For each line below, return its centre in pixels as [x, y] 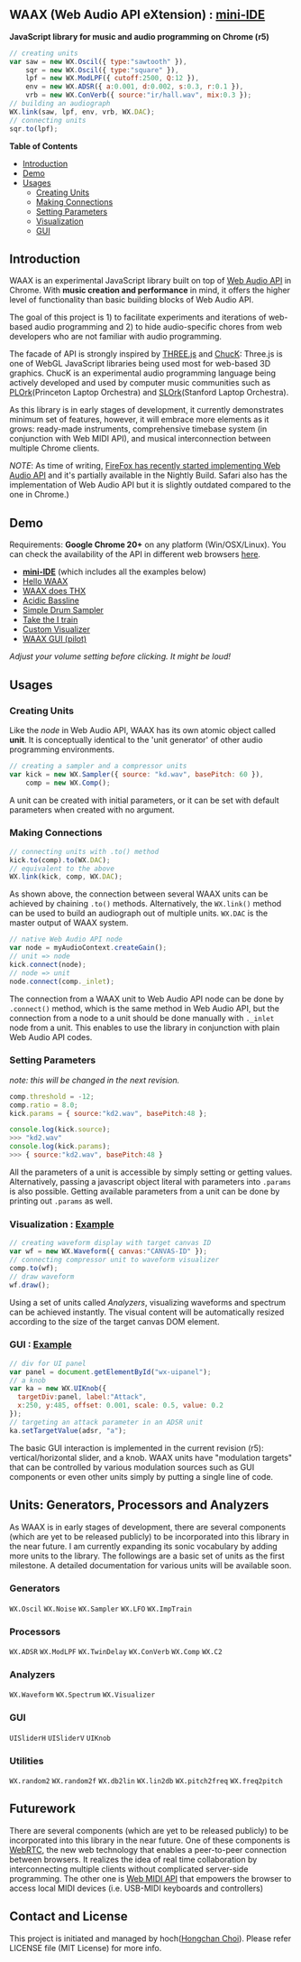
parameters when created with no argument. [92, 809]
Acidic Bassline [50, 600]
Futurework [43, 1809]
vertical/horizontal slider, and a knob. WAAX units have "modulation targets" [151, 1457]
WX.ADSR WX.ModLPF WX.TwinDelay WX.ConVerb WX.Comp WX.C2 [116, 1652]
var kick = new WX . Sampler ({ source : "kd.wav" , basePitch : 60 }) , [137, 774]
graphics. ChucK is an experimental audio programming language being [143, 373]
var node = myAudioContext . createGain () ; [88, 948]
